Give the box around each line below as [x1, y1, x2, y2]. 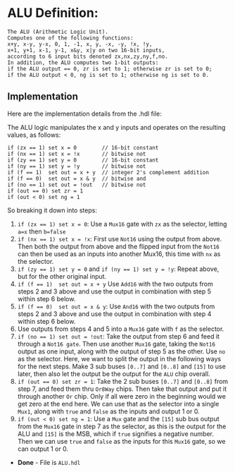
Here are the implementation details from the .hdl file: [7, 109, 162, 118]
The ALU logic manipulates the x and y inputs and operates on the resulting [7, 123, 226, 131]
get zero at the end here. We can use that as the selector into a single [17, 399, 220, 408]
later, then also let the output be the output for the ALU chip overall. [17, 369, 210, 378]
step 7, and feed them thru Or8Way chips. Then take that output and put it [17, 385, 227, 393]
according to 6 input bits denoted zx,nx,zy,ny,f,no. [7, 53, 169, 60]
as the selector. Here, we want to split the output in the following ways [17, 354, 222, 363]
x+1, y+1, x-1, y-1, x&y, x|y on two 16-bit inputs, [7, 47, 165, 54]
